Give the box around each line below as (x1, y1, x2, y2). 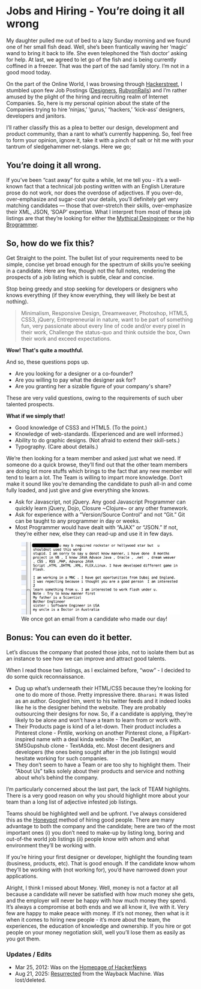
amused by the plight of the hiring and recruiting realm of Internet (6, 93, 168, 100)
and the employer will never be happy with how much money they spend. (6, 897, 187, 904)
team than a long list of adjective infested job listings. (6, 798, 138, 805)
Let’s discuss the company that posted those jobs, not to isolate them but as (6, 648, 194, 655)
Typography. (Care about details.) (14, 443, 98, 450)
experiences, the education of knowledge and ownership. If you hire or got (6, 922, 191, 930)
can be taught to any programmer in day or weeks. (14, 517, 140, 525)
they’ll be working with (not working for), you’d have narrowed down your (6, 866, 188, 873)
